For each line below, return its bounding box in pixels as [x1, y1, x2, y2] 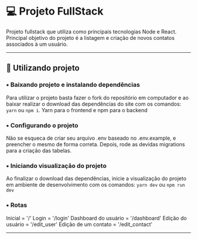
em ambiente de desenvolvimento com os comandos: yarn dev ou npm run [6, 181, 186, 188]
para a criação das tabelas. [6, 147, 72, 154]
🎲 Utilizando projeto [6, 63, 80, 73]
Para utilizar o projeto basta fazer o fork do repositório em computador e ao [6, 94, 189, 101]
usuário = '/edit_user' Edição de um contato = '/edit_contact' [6, 221, 152, 228]
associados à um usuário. [6, 41, 68, 48]
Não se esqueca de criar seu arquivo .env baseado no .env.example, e [6, 134, 176, 142]
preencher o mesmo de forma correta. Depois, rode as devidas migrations [6, 140, 185, 147]
